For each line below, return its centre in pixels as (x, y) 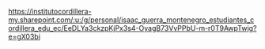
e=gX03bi (25, 36)
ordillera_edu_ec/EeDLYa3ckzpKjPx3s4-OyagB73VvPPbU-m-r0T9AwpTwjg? (132, 28)
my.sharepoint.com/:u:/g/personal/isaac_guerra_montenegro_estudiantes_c (131, 20)
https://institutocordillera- (50, 11)
